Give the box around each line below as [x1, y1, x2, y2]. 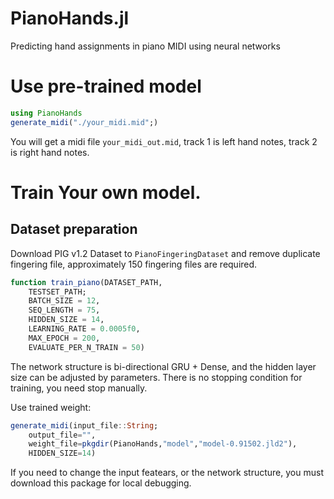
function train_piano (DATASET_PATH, [10, 277, 163, 287]
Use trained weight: [10, 401, 92, 413]
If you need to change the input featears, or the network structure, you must [10, 467, 324, 479]
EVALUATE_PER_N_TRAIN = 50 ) [28, 342, 145, 352]
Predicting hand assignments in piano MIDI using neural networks [10, 40, 281, 52]
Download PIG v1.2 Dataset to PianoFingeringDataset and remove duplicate [10, 247, 321, 259]
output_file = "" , [28, 430, 97, 440]
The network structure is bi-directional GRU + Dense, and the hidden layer [10, 360, 317, 372]
